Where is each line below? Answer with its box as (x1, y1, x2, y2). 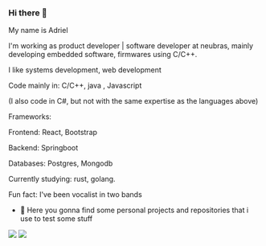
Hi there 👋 (8, 7, 48, 18)
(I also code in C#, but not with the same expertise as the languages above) (8, 96, 259, 106)
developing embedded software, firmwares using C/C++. (8, 50, 198, 59)
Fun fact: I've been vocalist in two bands (8, 190, 142, 199)
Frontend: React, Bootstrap (8, 128, 98, 137)
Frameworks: (8, 112, 52, 121)
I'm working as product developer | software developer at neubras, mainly (8, 41, 254, 51)
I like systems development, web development (8, 65, 162, 75)
